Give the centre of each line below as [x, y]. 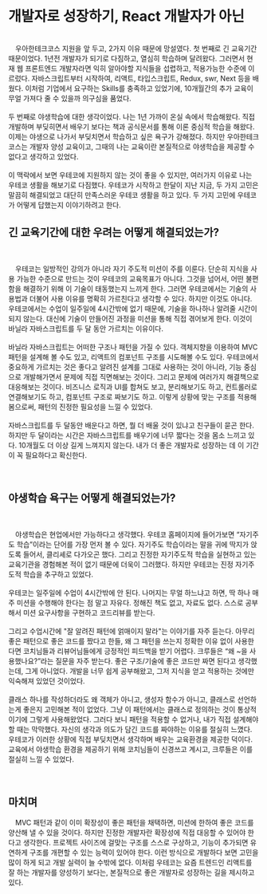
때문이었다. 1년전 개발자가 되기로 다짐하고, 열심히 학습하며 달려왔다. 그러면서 [127, 58]
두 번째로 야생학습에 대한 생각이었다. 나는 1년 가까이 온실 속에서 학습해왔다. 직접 [132, 116]
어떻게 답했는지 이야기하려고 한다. [69, 205]
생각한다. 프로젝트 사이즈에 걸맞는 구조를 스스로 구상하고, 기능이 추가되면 [135, 843]
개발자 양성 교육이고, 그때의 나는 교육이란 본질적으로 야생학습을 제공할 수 [142, 146]
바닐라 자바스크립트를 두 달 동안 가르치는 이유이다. [86, 329]
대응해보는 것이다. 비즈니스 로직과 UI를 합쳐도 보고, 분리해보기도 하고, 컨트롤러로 [133, 387]
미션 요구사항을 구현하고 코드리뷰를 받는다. [89, 612]
